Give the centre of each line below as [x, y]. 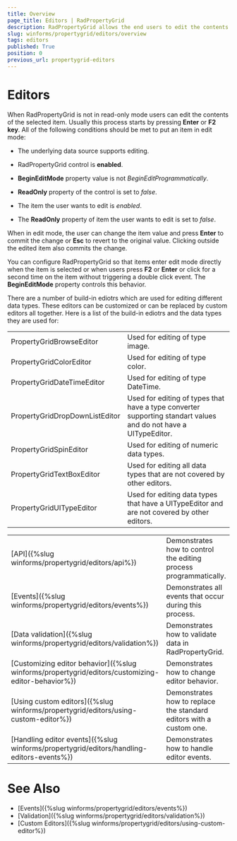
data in [177, 643]
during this [184, 605]
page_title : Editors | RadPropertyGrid [66, 21]
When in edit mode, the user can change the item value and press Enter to [116, 233]
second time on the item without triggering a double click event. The [107, 277]
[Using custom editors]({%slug [62, 701]
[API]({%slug [32, 554]
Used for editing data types [172, 494]
